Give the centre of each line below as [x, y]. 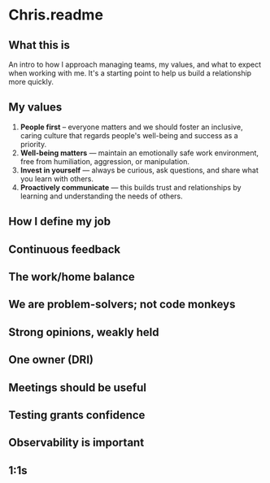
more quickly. [31, 82]
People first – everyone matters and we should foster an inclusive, [131, 127]
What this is [39, 45]
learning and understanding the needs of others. [101, 196]
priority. [33, 144]
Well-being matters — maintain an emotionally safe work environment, [139, 153]
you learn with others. [57, 178]
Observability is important [76, 443]
